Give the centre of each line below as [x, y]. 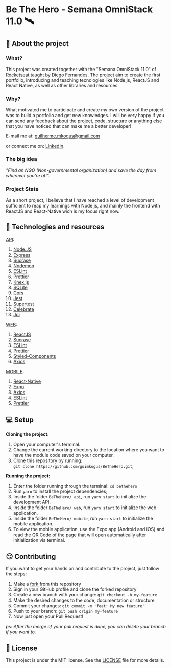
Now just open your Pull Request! [48, 616]
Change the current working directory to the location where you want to [89, 450]
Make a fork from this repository [47, 584]
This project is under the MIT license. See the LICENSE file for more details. [85, 660]
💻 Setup [20, 419]
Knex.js [21, 282]
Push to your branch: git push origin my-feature [66, 611]
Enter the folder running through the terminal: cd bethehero [75, 486]
